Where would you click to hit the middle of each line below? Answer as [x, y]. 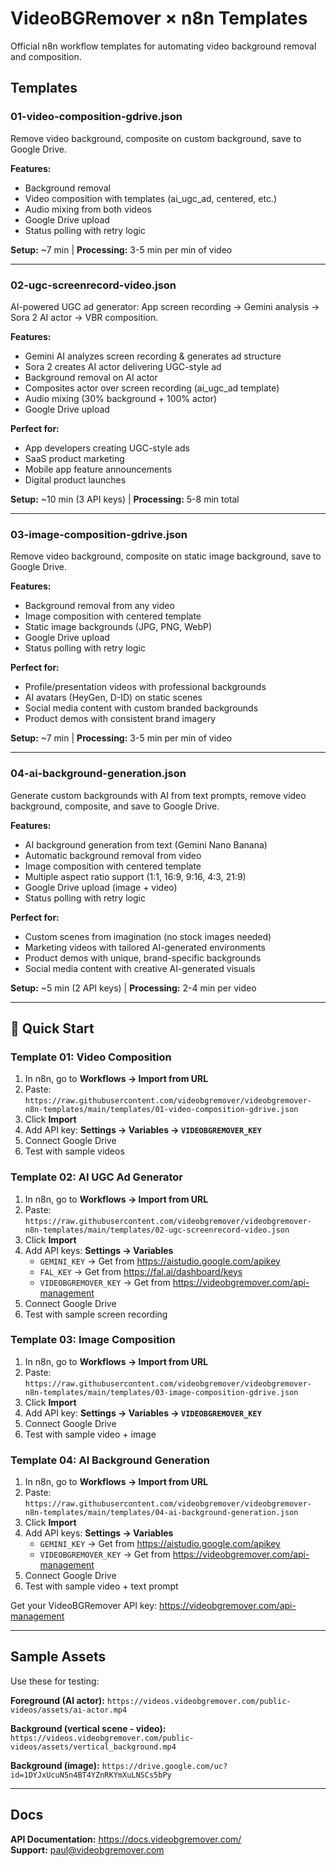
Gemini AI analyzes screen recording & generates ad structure [153, 356]
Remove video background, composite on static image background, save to [166, 556]
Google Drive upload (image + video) [101, 887]
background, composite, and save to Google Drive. [115, 806]
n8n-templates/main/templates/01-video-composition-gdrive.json [161, 1110]
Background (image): [55, 1765]
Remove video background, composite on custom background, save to [156, 138]
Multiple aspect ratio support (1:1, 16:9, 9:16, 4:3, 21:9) [135, 876]
